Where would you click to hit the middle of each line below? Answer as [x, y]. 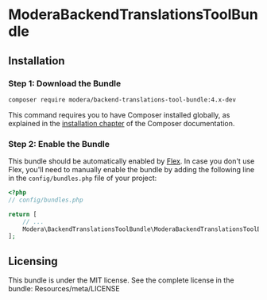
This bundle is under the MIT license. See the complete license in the [121, 280]
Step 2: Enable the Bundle [59, 144]
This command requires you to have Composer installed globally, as [119, 115]
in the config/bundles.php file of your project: [83, 178]
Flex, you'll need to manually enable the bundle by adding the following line [132, 170]
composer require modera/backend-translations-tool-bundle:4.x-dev [122, 100]
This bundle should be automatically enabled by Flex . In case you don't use [132, 161]
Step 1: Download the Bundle [65, 83]
